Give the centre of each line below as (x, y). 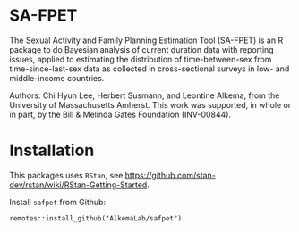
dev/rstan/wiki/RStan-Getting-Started (78, 185)
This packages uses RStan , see (66, 175)
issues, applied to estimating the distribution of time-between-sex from (141, 59)
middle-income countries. (57, 78)
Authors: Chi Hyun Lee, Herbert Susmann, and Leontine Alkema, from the (145, 95)
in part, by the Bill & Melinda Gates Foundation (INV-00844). (120, 114)
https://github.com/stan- (171, 175)
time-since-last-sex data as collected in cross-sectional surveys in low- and (149, 69)
